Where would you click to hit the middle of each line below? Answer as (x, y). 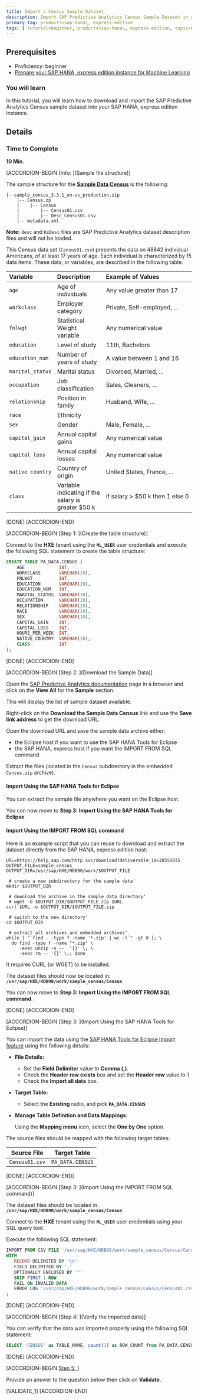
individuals (72, 294)
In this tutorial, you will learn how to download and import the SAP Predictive (99, 100)
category (70, 311)
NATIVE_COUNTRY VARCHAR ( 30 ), (54, 639)
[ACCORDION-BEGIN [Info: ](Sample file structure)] (68, 173)
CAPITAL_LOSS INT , (43, 628)
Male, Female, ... (128, 425)
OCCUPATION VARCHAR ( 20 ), (54, 601)
